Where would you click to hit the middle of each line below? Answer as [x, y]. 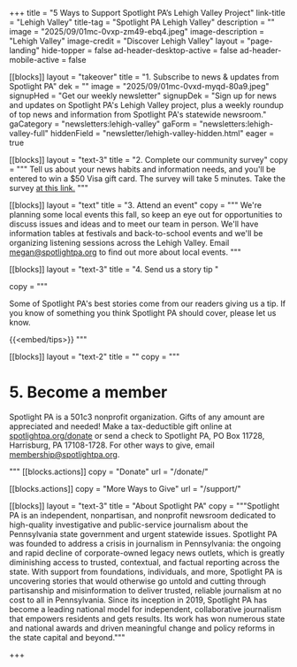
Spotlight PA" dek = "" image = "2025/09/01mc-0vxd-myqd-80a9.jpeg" [139, 86]
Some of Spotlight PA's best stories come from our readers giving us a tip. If [147, 303]
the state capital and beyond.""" [67, 637]
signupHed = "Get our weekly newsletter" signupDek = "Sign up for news [143, 96]
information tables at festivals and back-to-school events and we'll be [136, 233]
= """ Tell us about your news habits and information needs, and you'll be [142, 169]
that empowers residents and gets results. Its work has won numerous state [147, 618]
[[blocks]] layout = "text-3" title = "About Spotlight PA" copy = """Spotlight [145, 506]
